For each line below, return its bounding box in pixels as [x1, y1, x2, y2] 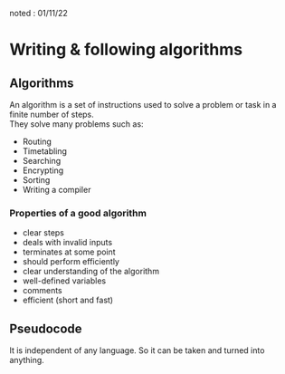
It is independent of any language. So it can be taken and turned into [9, 345, 265, 356]
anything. [9, 355, 45, 366]
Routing [22, 136, 52, 147]
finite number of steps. [9, 109, 95, 120]
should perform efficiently [22, 256, 120, 267]
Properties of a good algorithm [9, 206, 147, 219]
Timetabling [22, 146, 68, 157]
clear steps [22, 227, 65, 238]
